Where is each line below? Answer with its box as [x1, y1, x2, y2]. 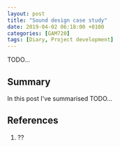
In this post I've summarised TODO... [7, 94, 113, 102]
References [7, 115, 59, 127]
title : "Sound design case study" [7, 17, 108, 24]
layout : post [7, 10, 45, 17]
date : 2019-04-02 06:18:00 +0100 [7, 23, 105, 30]
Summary [7, 76, 51, 87]
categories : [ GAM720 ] [7, 29, 70, 37]
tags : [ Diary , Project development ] [7, 36, 114, 43]
